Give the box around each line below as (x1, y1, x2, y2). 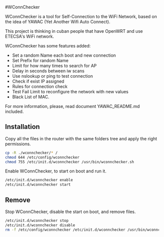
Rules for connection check (12, 84, 68, 89)
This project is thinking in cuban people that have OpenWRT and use (5, 28, 143, 34)
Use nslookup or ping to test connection (12, 73, 93, 79)
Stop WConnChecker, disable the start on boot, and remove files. (5, 209, 136, 215)
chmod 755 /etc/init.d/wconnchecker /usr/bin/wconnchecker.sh (5, 159, 134, 164)
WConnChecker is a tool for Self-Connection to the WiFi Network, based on (5, 14, 157, 19)
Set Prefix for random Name (12, 58, 69, 63)
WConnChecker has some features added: (5, 43, 91, 48)
